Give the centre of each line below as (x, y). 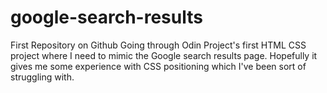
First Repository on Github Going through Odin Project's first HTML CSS (158, 45)
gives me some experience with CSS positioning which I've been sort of (158, 66)
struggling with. (42, 77)
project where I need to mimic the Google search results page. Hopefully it (164, 55)
